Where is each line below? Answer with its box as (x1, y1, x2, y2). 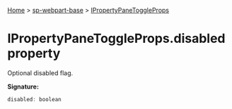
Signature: (7, 82, 39, 91)
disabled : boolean (7, 96, 62, 103)
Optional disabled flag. (7, 68, 74, 77)
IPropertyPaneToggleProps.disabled (7, 31, 226, 46)
